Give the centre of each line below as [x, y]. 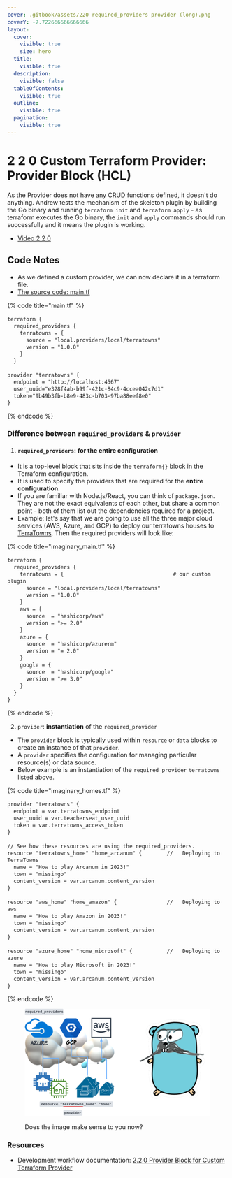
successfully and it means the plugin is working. [77, 224]
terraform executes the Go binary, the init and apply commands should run [116, 217]
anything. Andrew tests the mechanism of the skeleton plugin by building [112, 202]
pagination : [31, 118]
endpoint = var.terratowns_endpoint [67, 811]
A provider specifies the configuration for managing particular [107, 755]
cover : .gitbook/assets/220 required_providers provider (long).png [109, 15]
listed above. [36, 777]
